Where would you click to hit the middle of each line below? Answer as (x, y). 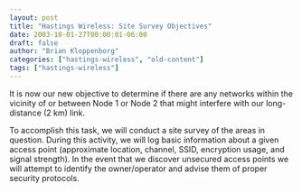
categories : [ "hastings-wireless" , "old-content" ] (107, 59)
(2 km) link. (65, 113)
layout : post (34, 18)
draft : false (34, 43)
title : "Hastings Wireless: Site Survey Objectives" (111, 26)
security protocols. (44, 178)
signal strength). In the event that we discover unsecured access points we (149, 159)
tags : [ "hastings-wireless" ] (64, 69)
